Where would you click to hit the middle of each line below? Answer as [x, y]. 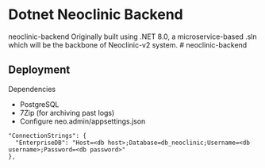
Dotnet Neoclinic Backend [96, 15]
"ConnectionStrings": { [48, 136]
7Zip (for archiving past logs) [67, 113]
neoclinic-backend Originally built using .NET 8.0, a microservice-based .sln [133, 36]
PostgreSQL [39, 104]
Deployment [39, 70]
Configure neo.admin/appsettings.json [83, 121]
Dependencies [32, 89]
